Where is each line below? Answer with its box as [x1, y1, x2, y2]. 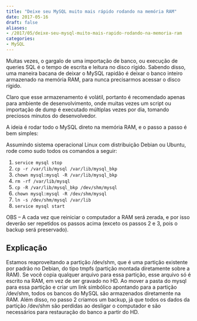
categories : [6, 36, 35, 42]
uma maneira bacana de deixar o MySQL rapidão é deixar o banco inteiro [6, 70, 183, 77]
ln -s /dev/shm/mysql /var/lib [14, 197, 91, 203]
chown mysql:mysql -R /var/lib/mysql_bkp [14, 172, 117, 178]
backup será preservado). [6, 226, 69, 233]
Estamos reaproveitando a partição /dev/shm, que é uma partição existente [6, 258, 188, 265]
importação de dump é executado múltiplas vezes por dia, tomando [6, 106, 169, 113]
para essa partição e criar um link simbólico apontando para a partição [6, 284, 177, 291]
